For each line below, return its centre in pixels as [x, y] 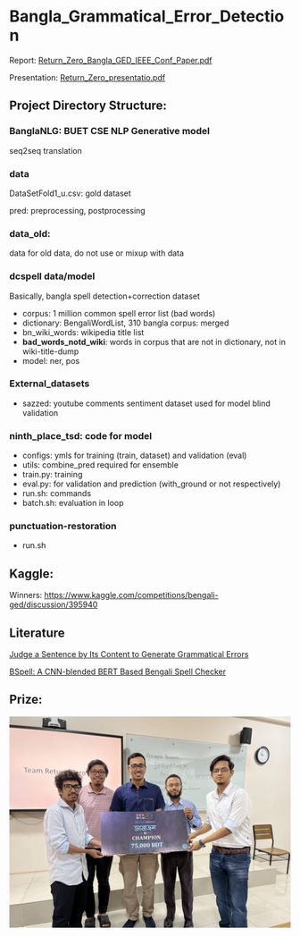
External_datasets [50, 384]
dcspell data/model [52, 276]
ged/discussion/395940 [54, 604]
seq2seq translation [46, 150]
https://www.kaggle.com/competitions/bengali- [131, 595]
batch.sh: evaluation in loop [73, 503]
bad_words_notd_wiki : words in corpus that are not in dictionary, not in [154, 342]
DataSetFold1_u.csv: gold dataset [70, 193]
